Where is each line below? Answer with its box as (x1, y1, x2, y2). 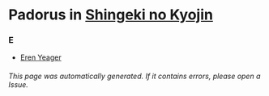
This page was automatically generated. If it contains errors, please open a (8, 71, 261, 81)
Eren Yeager (19, 52, 62, 62)
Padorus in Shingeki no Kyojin (8, 6, 213, 24)
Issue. (8, 80, 28, 90)
